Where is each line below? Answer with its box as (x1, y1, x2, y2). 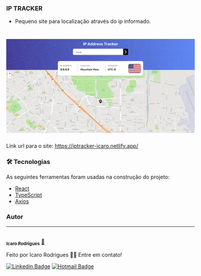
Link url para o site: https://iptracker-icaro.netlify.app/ (6, 142, 139, 149)
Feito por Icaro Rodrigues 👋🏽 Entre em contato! (6, 251, 123, 259)
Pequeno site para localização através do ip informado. (14, 18, 151, 25)
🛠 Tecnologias (6, 157, 51, 166)
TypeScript (14, 192, 42, 199)
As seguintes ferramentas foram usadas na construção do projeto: (6, 174, 170, 181)
